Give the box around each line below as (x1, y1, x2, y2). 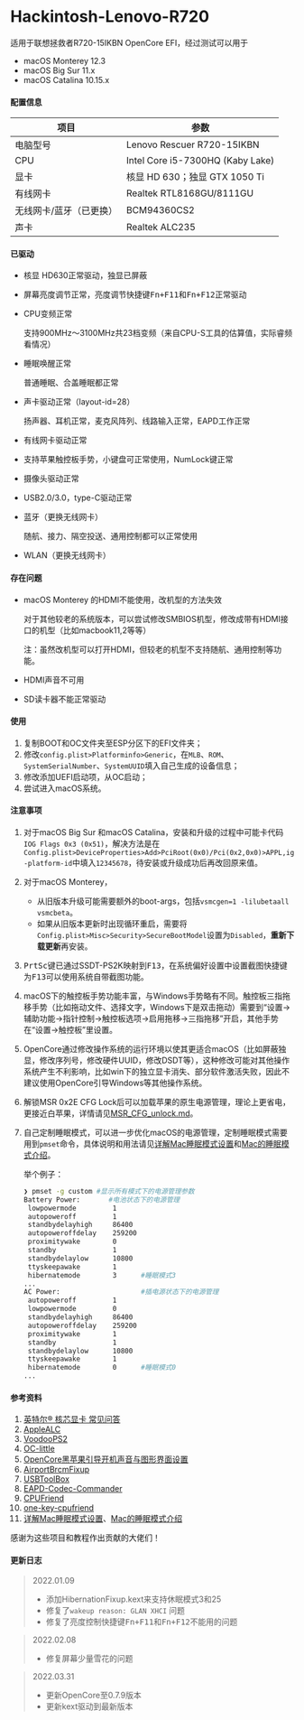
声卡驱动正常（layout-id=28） (23, 396, 135, 407)
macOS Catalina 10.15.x (23, 74, 110, 85)
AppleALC (23, 1424, 61, 1435)
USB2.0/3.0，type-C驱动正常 (23, 492, 133, 503)
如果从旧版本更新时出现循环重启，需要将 (36, 918, 188, 929)
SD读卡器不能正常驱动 (23, 693, 106, 704)
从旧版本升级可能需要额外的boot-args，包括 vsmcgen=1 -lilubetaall (36, 896, 290, 906)
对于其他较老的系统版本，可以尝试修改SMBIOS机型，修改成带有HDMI (23, 613, 281, 624)
